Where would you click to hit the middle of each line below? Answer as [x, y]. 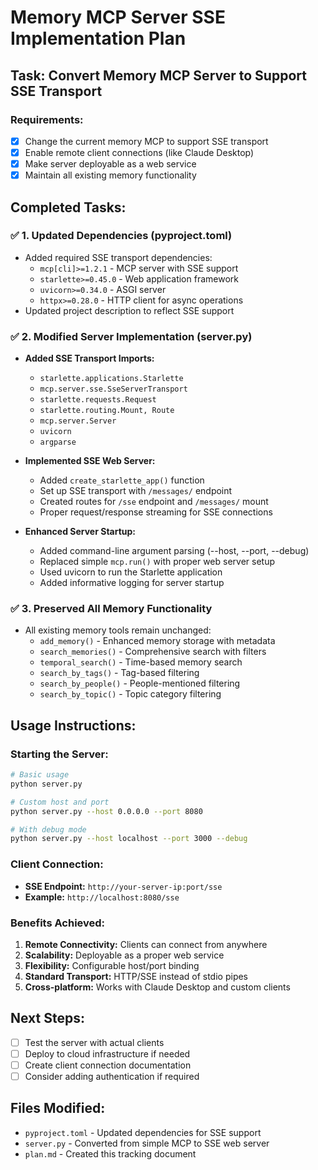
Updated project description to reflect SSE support [129, 310]
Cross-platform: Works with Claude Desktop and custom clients [157, 987]
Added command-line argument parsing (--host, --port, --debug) [174, 551]
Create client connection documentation [108, 1065]
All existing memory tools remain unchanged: [118, 630]
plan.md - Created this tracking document [110, 1153]
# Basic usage [40, 775]
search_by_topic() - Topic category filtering [130, 694]
